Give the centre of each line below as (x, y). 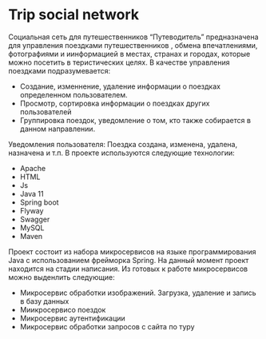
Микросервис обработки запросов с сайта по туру (107, 326)
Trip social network (74, 15)
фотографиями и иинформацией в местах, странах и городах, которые (129, 54)
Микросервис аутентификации (72, 318)
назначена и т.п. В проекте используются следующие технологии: (122, 153)
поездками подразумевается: (60, 70)
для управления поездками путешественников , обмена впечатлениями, (133, 45)
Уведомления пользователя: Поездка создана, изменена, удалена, (123, 144)
